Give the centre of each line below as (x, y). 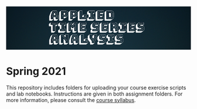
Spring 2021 (36, 71)
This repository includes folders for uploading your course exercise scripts (96, 87)
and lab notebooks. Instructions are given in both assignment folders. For (94, 94)
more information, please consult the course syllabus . (71, 100)
